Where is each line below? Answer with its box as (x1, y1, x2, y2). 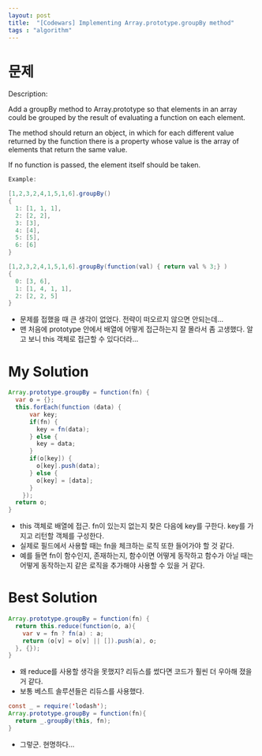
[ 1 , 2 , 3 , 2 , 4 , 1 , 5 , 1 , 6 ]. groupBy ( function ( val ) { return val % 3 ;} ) (8, 263, 228, 271)
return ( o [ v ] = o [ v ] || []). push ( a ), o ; (22, 637, 157, 645)
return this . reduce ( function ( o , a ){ (15, 622, 136, 630)
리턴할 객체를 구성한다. (34, 531, 105, 541)
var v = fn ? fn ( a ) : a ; (22, 629, 104, 638)
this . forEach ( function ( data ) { (15, 403, 122, 411)
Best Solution (8, 589, 98, 607)
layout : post (8, 11, 51, 20)
